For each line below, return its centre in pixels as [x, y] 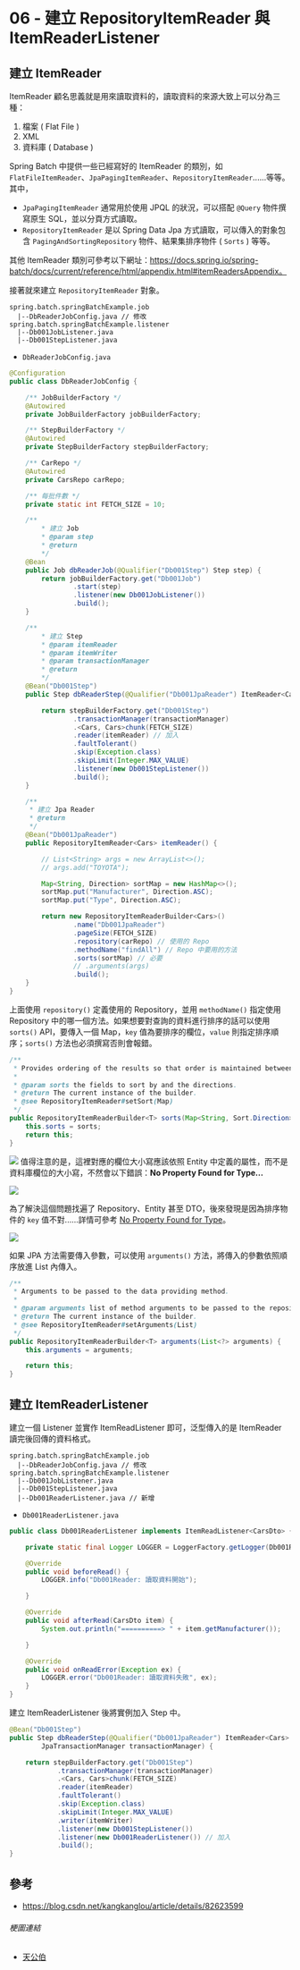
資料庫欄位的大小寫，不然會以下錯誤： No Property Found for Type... [136, 1172]
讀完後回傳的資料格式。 [52, 1438]
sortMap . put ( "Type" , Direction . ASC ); [111, 900]
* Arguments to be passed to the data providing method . [121, 1292]
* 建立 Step [62, 636]
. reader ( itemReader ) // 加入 [126, 736]
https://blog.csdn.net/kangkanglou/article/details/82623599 [133, 1906]
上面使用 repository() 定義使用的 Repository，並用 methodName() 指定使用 [145, 1009]
